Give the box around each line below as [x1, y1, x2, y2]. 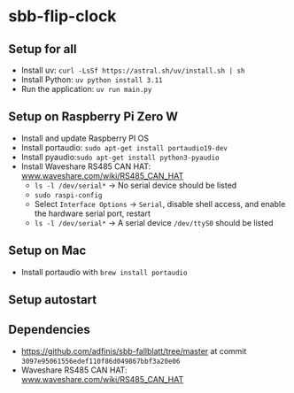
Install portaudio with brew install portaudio [20, 266, 188, 277]
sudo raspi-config [34, 190, 103, 200]
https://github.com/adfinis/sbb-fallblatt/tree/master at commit [20, 345, 247, 356]
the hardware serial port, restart [34, 208, 151, 219]
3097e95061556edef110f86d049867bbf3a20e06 [20, 357, 181, 366]
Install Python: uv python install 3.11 [20, 74, 163, 85]
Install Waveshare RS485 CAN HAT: [20, 161, 151, 172]
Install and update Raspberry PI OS [20, 133, 150, 143]
